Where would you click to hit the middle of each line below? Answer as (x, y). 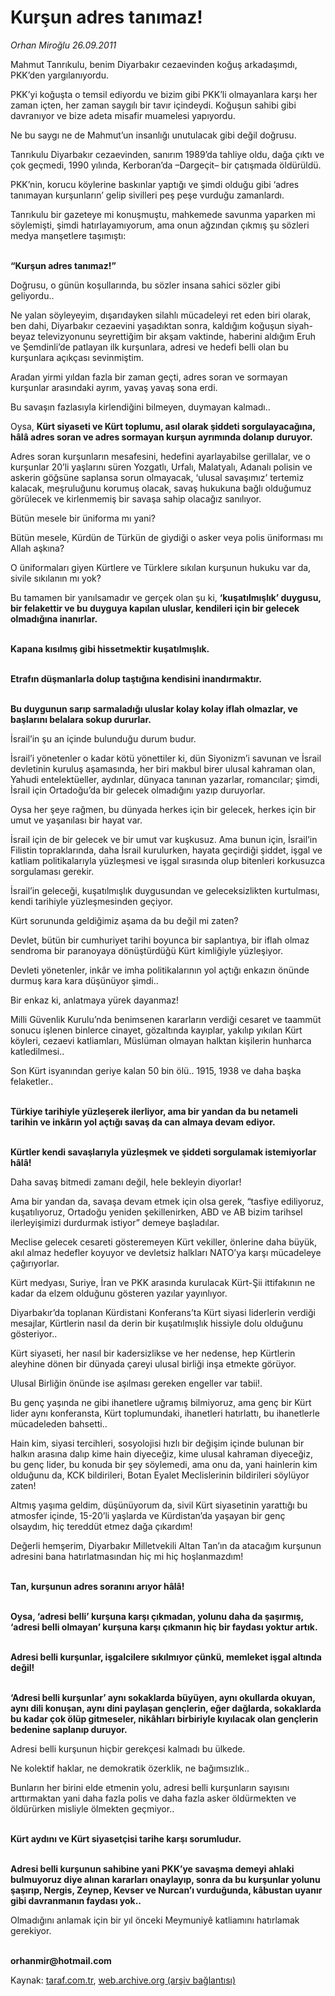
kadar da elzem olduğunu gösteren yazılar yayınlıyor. (119, 1293)
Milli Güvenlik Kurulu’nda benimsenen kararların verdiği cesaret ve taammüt (166, 1019)
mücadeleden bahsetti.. (59, 1423)
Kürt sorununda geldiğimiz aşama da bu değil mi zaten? (124, 920)
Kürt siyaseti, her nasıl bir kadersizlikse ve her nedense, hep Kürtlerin (153, 1353)
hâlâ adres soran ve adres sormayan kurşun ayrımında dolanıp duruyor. (161, 437)
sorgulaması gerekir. (52, 871)
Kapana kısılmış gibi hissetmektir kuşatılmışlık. (110, 648)
